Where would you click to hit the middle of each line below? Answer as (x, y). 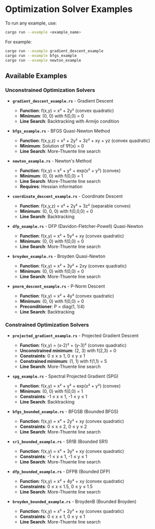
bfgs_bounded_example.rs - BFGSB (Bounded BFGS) (65, 411)
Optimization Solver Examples (69, 9)
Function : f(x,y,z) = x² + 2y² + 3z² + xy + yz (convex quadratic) (85, 140)
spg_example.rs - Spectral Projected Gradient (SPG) (65, 376)
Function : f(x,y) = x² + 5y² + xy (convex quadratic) (72, 236)
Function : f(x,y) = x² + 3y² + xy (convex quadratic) (72, 451)
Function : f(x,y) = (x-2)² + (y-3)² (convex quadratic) (73, 345)
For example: (19, 41)
